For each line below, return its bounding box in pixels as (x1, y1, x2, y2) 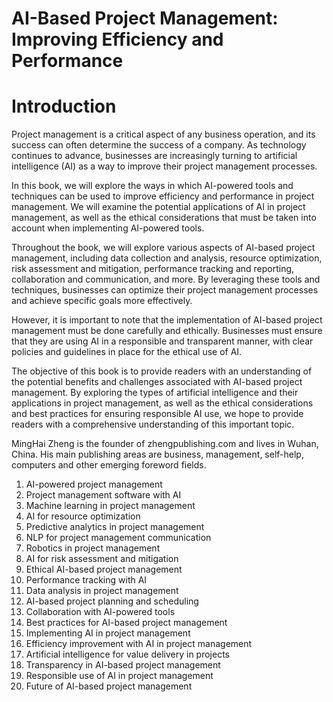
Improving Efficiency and (11, 28, 224, 51)
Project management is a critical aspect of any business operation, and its (11, 128, 316, 141)
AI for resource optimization (25, 510, 141, 522)
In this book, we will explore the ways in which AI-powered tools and (11, 180, 294, 192)
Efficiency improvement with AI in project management (25, 638, 253, 650)
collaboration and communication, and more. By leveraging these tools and (11, 273, 321, 286)
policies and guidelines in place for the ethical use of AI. (11, 346, 243, 358)
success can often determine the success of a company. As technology (11, 139, 307, 151)
